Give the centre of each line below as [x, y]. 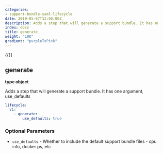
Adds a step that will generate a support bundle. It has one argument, [74, 91]
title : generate [21, 32]
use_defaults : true [42, 119]
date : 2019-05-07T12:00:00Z [33, 18]
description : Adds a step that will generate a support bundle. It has [79, 23]
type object [17, 82]
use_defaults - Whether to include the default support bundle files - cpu [84, 141]
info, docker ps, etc [31, 147]
